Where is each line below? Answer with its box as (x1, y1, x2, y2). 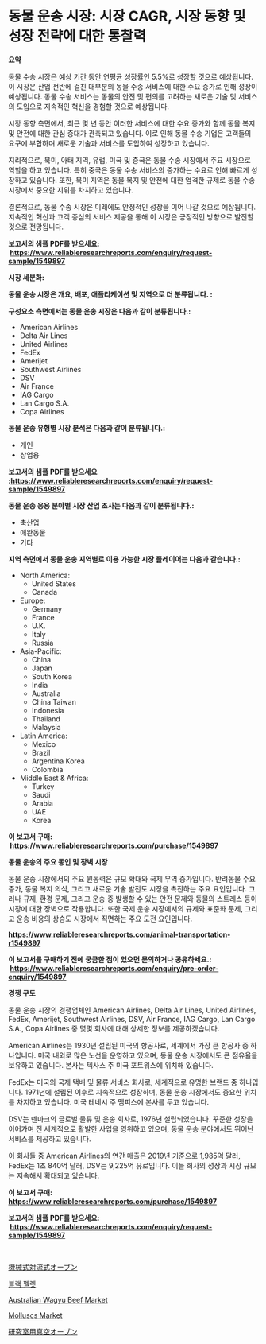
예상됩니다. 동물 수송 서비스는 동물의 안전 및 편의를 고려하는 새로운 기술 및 (8, 91, 237, 101)
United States (31, 578, 77, 588)
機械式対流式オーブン (8, 1262, 78, 1272)
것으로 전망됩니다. (8, 222, 64, 231)
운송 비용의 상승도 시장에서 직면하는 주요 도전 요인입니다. (16, 914, 193, 923)
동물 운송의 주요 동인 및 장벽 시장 (8, 857, 109, 867)
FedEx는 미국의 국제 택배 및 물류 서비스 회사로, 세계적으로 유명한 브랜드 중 (8, 1077, 238, 1086)
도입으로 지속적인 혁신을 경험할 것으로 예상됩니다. (16, 101, 169, 111)
